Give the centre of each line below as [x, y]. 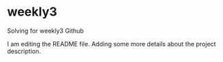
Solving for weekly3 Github [45, 31]
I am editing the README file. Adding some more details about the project [111, 44]
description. [24, 51]
